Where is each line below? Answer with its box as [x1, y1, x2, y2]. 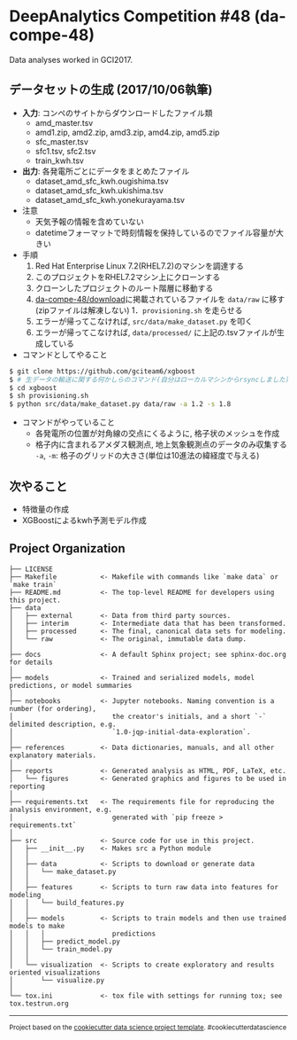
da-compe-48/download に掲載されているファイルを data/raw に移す [34, 293, 286, 304]
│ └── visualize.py [9, 975, 104, 985]
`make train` [9, 580, 57, 589]
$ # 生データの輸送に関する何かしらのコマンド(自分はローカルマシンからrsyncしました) [9, 375, 290, 384]
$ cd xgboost [9, 383, 57, 392]
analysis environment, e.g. [9, 805, 113, 814]
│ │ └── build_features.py [9, 898, 125, 907]
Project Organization [9, 541, 126, 556]
